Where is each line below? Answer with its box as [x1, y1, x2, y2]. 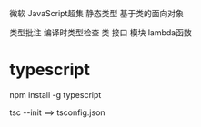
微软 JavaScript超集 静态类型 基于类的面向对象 [9, 8, 185, 18]
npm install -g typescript [9, 89, 102, 100]
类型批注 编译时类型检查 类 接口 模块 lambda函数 [9, 27, 193, 38]
